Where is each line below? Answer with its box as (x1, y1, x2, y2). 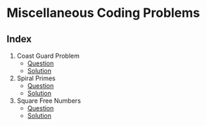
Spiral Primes (16, 74, 56, 82)
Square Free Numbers (16, 96, 82, 105)
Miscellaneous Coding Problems (6, 5, 201, 21)
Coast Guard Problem (16, 51, 80, 60)
